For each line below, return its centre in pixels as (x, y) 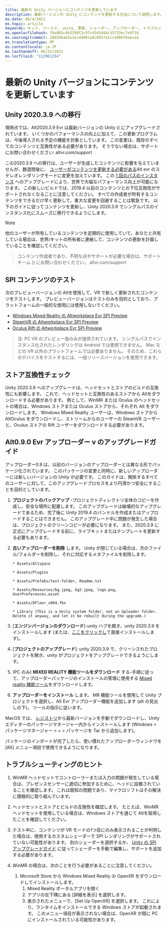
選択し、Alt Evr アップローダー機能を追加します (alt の (94, 701)
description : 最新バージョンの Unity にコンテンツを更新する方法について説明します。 (84, 14)
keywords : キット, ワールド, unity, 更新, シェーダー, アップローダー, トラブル (82, 28)
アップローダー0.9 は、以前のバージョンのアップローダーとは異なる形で (79, 464)
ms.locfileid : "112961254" (33, 56)
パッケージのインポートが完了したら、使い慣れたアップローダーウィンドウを (83, 741)
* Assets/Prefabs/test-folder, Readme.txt (57, 581)
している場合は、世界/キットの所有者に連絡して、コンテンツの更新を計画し (82, 239)
